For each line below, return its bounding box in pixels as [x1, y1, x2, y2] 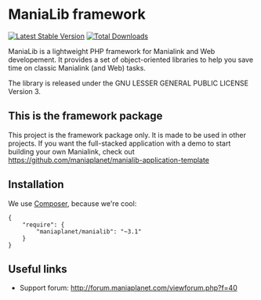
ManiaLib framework [8, 5, 147, 23]
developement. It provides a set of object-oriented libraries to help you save [8, 55, 253, 64]
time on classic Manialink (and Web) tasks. [8, 63, 147, 72]
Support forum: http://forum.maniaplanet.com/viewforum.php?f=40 [19, 284, 237, 293]
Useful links [8, 262, 68, 276]
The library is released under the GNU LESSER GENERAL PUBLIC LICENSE [8, 78, 249, 88]
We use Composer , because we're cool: [8, 198, 137, 208]
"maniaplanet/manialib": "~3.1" [36, 227, 143, 236]
